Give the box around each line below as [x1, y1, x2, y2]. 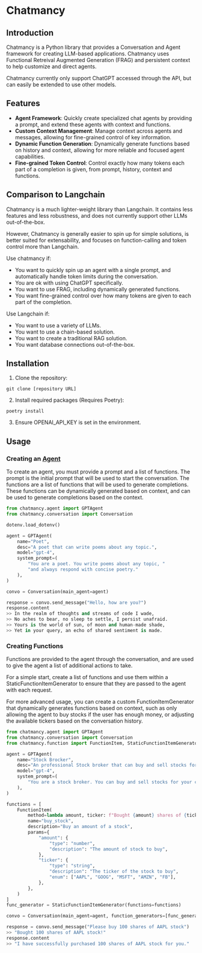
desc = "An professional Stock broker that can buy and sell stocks [17, 762, 187, 768]
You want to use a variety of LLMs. [14, 321, 101, 329]
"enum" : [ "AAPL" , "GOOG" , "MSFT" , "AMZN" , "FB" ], [49, 874, 176, 881]
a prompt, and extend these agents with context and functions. [14, 121, 171, 128]
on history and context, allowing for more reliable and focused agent [14, 146, 185, 154]
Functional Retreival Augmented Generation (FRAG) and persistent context [6, 57, 191, 63]
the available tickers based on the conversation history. [6, 717, 143, 724]
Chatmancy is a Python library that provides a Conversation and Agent [6, 43, 181, 51]
